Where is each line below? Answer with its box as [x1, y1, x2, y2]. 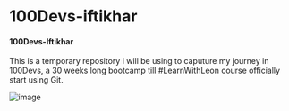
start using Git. [9, 75, 64, 85]
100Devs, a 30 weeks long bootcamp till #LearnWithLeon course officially [9, 65, 280, 76]
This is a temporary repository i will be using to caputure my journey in [9, 56, 269, 67]
